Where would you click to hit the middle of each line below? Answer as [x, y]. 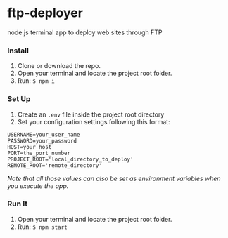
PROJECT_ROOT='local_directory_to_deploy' [70, 159]
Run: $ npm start [43, 227]
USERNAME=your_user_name [44, 135]
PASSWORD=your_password [42, 141]
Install [18, 51]
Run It [18, 204]
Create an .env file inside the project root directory [91, 114]
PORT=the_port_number [39, 153]
